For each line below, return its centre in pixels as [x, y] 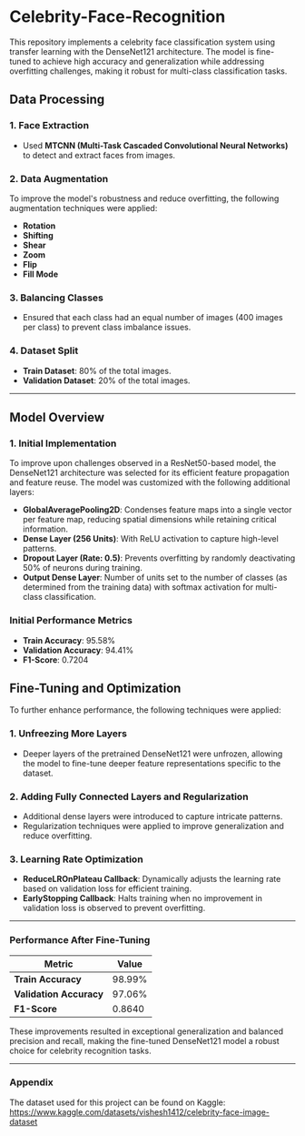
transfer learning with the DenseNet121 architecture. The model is [132, 51]
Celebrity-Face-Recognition [118, 17]
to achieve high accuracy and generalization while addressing [149, 61]
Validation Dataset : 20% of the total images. [106, 380]
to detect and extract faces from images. [98, 155]
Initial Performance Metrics [71, 621]
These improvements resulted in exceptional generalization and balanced [147, 1031]
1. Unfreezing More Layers [68, 734]
